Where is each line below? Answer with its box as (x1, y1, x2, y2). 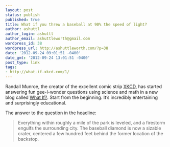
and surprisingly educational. (5, 100, 67, 106)
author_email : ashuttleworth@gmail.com (5, 36, 90, 41)
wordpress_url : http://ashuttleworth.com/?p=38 (5, 46, 109, 51)
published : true (5, 17, 40, 22)
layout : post (5, 7, 33, 13)
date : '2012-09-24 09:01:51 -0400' (5, 50, 81, 55)
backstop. (17, 136, 39, 142)
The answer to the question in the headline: (5, 110, 97, 116)
